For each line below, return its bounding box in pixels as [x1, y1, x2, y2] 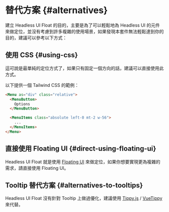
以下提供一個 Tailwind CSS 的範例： [5, 82, 79, 88]
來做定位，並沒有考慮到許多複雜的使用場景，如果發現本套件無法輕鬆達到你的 [5, 28, 164, 34]
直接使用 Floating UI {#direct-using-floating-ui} [5, 144, 156, 153]
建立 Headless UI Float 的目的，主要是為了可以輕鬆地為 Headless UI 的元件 [5, 22, 160, 28]
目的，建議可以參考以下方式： [5, 35, 67, 41]
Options [14, 101, 30, 107]
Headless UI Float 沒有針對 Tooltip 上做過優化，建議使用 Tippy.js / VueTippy [5, 195, 162, 201]
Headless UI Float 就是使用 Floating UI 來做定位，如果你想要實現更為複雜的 [5, 159, 160, 165]
